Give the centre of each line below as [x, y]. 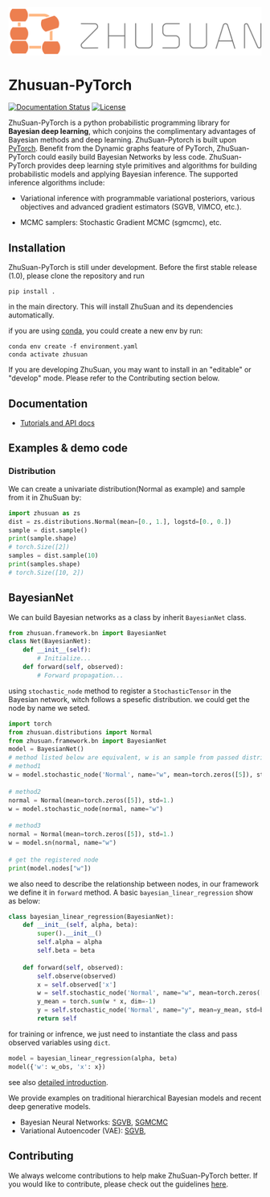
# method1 [25, 767]
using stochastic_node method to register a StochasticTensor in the [120, 691]
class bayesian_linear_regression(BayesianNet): [91, 916]
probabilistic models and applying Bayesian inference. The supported [123, 174]
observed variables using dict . [59, 1042]
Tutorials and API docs [57, 423]
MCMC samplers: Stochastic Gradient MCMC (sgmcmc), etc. [121, 222]
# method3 [25, 826]
